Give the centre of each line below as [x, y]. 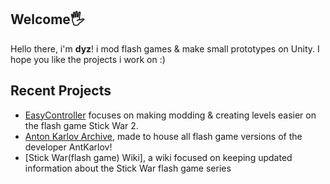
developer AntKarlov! [68, 147]
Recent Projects [61, 91]
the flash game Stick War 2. [81, 125]
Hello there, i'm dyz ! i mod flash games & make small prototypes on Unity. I [165, 48]
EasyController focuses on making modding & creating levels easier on [170, 115]
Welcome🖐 [47, 19]
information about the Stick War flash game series [128, 168]
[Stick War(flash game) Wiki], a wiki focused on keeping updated [158, 157]
